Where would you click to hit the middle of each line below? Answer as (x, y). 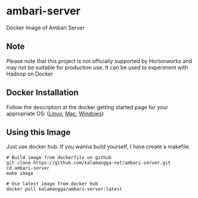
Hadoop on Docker (30, 74)
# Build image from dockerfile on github (59, 158)
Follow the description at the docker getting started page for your (87, 107)
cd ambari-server (28, 168)
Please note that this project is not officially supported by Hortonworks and (99, 61)
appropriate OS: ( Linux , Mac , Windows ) (55, 113)
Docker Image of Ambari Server (46, 28)
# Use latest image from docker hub (52, 184)
